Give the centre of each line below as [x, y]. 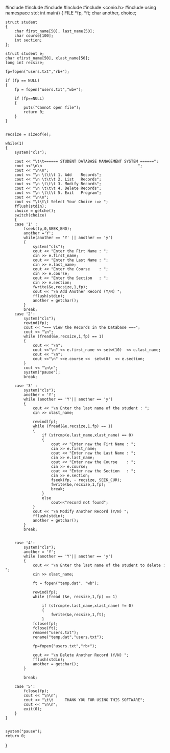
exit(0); [33, 709]
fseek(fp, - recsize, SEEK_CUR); [87, 480]
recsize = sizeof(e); [28, 134]
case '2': [25, 314]
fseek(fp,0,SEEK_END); [48, 229]
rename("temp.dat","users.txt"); [68, 637]
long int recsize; [25, 63]
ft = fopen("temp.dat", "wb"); [66, 583]
